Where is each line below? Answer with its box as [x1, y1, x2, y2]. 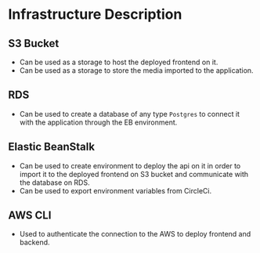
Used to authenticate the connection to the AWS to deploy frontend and [19, 230, 251, 239]
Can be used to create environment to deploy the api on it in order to [19, 161, 241, 170]
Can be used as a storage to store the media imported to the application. [19, 66, 254, 75]
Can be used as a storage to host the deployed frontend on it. [19, 57, 218, 67]
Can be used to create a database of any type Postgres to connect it [19, 109, 240, 118]
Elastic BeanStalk [8, 140, 96, 154]
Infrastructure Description [8, 5, 182, 23]
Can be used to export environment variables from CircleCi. [19, 186, 212, 195]
